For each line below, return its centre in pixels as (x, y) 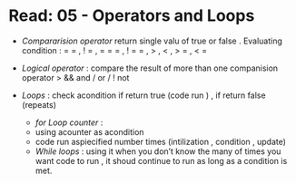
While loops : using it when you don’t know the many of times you (158, 151)
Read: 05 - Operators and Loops (132, 16)
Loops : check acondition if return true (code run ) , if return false (143, 95)
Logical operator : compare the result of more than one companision (150, 68)
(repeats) (39, 104)
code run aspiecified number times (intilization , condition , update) (161, 141)
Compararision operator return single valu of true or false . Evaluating (152, 41)
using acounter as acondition (89, 131)
